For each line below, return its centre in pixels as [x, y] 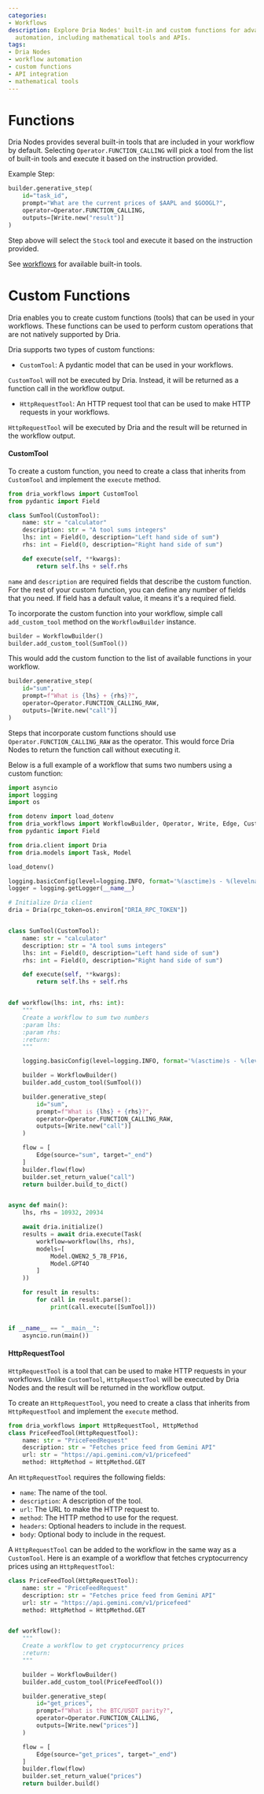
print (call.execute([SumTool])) [103, 1307]
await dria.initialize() [63, 1227]
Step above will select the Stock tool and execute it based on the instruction [130, 240]
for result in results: [61, 1292]
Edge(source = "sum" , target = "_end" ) [95, 1155]
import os [24, 802]
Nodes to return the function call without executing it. [94, 750]
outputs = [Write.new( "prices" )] [88, 1725]
